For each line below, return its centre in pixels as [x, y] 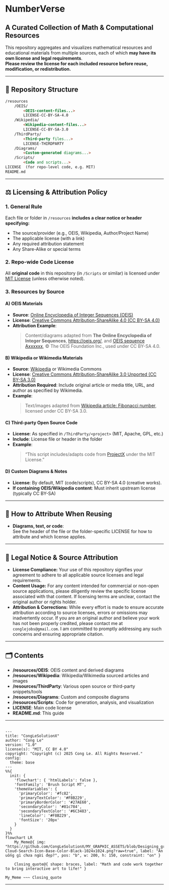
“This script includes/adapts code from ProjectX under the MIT [90, 454]
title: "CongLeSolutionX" [32, 736]
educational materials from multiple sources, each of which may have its [81, 53]
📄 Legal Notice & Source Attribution [62, 558]
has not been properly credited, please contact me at [68, 624]
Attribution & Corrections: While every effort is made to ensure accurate [88, 607]
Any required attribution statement [48, 244]
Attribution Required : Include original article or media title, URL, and [83, 385]
